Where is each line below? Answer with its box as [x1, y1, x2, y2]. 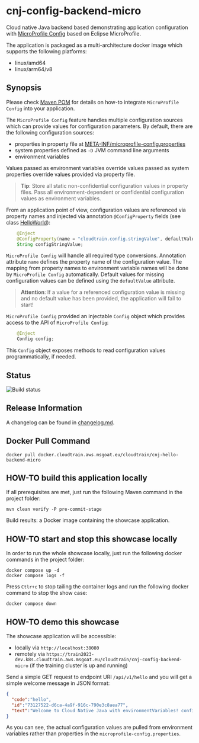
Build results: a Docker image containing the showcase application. [6, 517, 170, 524]
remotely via [14, 651, 46, 657]
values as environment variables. [20, 194, 102, 202]
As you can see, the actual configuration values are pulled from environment [6, 724, 193, 731]
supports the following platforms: [6, 47, 87, 55]
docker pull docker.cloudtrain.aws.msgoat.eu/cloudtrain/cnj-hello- [6, 451, 179, 457]
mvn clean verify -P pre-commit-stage [6, 507, 102, 513]
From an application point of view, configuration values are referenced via [6, 206, 187, 213]
